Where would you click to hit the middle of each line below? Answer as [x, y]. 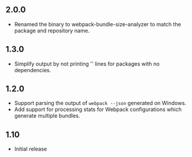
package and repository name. [52, 30]
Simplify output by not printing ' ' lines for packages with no [87, 64]
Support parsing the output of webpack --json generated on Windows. [100, 103]
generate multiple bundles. [47, 116]
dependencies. [32, 70]
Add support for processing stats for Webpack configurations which [98, 109]
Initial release [30, 149]
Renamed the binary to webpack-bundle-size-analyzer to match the [97, 24]
